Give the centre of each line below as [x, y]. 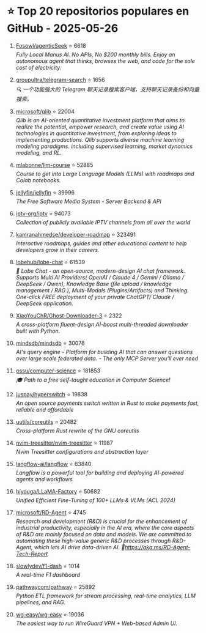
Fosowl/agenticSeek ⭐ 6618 [51, 45]
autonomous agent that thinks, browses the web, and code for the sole [105, 61]
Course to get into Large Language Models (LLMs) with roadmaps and [105, 174]
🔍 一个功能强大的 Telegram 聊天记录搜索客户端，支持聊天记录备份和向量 [108, 89]
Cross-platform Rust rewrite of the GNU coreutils [77, 431]
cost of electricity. [39, 67]
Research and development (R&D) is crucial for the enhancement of [101, 521]
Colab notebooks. [38, 180]
